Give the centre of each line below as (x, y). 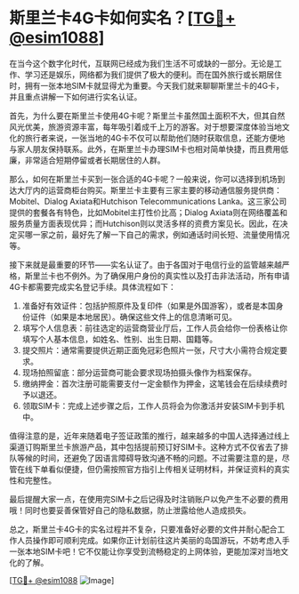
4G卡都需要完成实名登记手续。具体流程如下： (93, 286)
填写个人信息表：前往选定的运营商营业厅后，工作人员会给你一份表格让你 (154, 328)
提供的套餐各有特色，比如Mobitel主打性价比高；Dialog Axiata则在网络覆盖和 (148, 212)
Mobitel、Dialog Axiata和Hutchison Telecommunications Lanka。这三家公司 (148, 201)
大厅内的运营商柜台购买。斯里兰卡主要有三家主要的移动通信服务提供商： (149, 190)
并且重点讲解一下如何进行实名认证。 (76, 96)
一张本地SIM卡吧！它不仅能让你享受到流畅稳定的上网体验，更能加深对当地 (145, 551)
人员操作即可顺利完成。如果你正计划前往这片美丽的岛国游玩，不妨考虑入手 (153, 540)
